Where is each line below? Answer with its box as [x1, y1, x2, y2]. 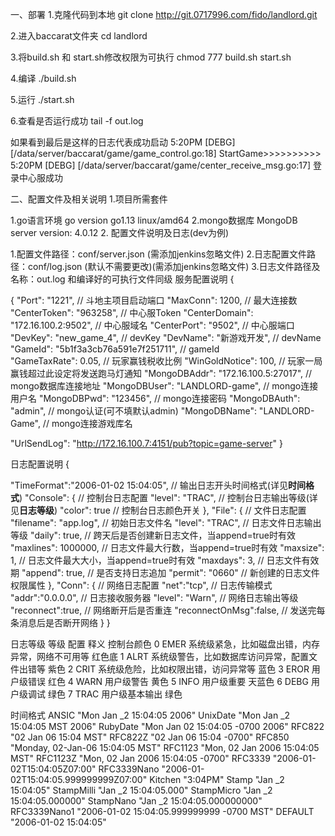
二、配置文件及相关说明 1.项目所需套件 [10, 193, 168, 205]
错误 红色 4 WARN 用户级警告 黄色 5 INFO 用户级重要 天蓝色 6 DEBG [27, 676, 309, 687]
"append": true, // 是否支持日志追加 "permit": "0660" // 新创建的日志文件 [21, 567, 320, 578]
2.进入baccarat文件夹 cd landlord [10, 30, 148, 42]
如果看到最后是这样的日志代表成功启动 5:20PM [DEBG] [10, 136, 236, 148]
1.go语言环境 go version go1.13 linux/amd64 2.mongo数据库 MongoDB [10, 214, 298, 226]
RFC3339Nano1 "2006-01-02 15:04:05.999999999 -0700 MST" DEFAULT [10, 806, 315, 817]
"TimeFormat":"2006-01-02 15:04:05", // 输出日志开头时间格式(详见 [10, 479, 288, 491]
